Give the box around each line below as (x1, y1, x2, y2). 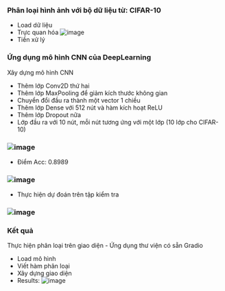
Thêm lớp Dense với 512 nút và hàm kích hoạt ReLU (16, 103, 163, 112)
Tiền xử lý (16, 36, 46, 44)
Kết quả (7, 226, 34, 236)
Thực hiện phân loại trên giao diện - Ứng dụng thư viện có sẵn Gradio (7, 242, 204, 250)
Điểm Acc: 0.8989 (16, 157, 69, 166)
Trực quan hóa (16, 28, 59, 36)
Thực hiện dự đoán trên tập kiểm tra (16, 190, 119, 199)
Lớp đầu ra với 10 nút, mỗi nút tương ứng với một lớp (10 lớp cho (16, 118, 198, 126)
